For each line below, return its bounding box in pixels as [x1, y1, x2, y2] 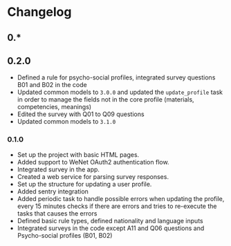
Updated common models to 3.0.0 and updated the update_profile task [17, 88, 223, 97]
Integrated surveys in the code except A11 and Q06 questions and [17, 224, 205, 232]
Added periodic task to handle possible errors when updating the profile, [17, 194, 225, 202]
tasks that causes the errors [17, 209, 98, 218]
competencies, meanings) [17, 103, 92, 111]
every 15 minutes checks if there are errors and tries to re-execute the [17, 202, 217, 210]
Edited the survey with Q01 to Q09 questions [17, 110, 145, 118]
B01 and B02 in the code [17, 81, 88, 89]
